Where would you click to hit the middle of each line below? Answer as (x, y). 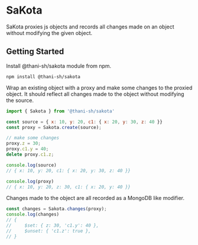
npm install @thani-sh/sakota (43, 77)
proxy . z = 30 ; (24, 144)
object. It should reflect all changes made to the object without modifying (95, 94)
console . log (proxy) (30, 181)
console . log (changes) (33, 215)
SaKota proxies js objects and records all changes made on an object (90, 27)
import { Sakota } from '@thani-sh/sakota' (61, 111)
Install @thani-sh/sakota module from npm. (59, 66)
